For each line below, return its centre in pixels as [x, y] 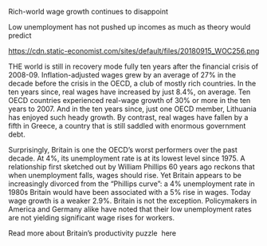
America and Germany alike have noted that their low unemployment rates [130, 209]
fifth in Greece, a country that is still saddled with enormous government [127, 126]
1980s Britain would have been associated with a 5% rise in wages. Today [130, 192]
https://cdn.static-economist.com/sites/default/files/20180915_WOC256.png [134, 51]
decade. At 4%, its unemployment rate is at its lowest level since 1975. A [127, 158]
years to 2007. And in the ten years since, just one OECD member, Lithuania [132, 109]
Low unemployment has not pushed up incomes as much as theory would [130, 27]
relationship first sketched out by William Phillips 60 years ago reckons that [132, 167]
